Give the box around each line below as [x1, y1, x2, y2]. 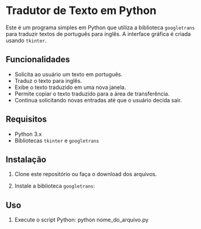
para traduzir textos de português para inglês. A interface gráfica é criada [5, 30, 191, 37]
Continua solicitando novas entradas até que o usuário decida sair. [14, 96, 182, 104]
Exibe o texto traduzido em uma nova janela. [14, 83, 126, 91]
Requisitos [5, 114, 47, 125]
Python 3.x [14, 130, 42, 138]
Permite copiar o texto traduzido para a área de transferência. [14, 90, 170, 97]
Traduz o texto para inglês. [14, 77, 82, 84]
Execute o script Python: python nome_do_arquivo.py [14, 216, 149, 224]
